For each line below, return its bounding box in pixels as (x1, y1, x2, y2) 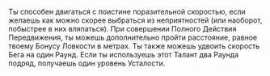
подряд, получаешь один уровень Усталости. (8, 58, 166, 68)
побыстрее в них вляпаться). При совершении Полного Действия (8, 24, 237, 33)
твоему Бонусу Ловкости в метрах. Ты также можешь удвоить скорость (8, 41, 260, 51)
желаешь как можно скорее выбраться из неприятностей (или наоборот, (8, 15, 263, 25)
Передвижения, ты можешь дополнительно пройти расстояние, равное (8, 32, 257, 42)
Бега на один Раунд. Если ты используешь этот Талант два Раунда (8, 50, 239, 59)
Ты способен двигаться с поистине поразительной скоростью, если (8, 7, 247, 16)
